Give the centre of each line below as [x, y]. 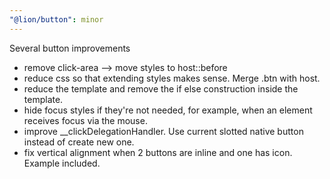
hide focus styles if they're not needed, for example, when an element [168, 110]
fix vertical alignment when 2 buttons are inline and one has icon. [158, 152]
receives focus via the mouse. [85, 120]
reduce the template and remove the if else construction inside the [161, 88]
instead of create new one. [79, 142]
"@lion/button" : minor [56, 19]
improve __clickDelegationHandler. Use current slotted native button [163, 131]
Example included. [62, 163]
